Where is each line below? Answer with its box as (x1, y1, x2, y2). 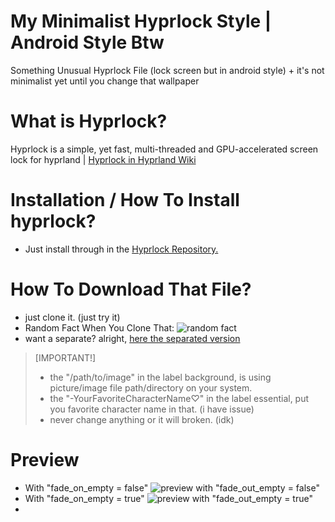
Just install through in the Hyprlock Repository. (24, 243, 219, 255)
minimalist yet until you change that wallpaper (10, 75, 200, 87)
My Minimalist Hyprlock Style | (10, 10, 272, 33)
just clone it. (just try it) (24, 311, 121, 323)
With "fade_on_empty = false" (24, 481, 149, 494)
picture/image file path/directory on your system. (49, 381, 253, 394)
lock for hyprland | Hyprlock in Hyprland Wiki (10, 153, 197, 165)
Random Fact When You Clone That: (24, 321, 175, 334)
